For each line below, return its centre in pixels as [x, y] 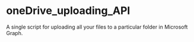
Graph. [15, 33]
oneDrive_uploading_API [68, 11]
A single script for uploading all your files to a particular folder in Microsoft [97, 27]
